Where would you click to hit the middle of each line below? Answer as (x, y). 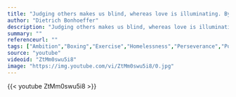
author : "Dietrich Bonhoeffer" (53, 20)
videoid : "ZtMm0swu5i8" (42, 60)
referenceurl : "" (33, 40)
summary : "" (25, 33)
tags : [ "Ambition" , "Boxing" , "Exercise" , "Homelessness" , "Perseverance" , (114, 46)
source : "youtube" (34, 53)
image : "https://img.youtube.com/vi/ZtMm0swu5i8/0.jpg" (91, 66)
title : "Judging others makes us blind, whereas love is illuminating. (114, 14)
